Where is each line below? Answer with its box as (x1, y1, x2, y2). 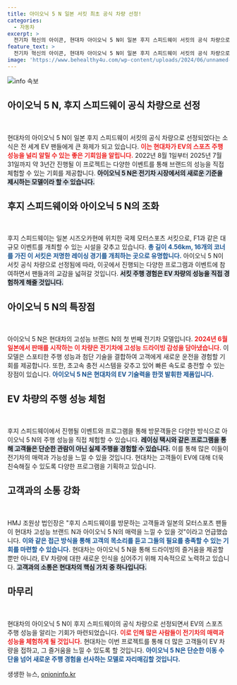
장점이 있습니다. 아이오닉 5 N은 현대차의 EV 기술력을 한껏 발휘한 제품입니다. (7, 370, 214, 379)
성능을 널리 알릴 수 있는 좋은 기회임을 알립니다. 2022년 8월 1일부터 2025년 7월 (7, 151, 222, 159)
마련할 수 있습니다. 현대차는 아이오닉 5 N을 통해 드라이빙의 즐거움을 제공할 (20, 545, 224, 553)
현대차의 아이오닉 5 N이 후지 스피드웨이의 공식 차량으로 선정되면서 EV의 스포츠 (7, 619, 224, 628)
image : (7, 57, 27, 64)
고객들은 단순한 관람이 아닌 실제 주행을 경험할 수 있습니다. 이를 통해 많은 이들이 (14, 444, 229, 453)
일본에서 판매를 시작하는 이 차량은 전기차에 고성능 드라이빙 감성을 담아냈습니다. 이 (7, 344, 229, 352)
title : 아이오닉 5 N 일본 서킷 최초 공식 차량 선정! (7, 10, 142, 18)
